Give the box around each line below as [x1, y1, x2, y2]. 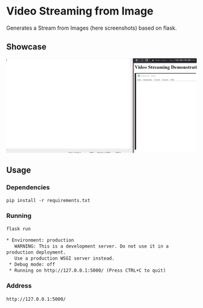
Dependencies [6, 183, 50, 191]
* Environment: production [6, 237, 74, 243]
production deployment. [6, 249, 66, 255]
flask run [6, 226, 31, 232]
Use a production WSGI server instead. [14, 255, 115, 261]
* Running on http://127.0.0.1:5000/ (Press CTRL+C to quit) [8, 267, 166, 274]
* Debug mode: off [8, 261, 56, 267]
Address [6, 281, 32, 290]
